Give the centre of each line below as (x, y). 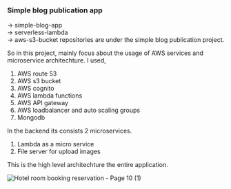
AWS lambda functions (50, 96)
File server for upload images (59, 152)
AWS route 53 (37, 74)
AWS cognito (36, 89)
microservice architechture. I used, (57, 60)
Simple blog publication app (55, 10)
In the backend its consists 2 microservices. (70, 131)
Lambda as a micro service (56, 144)
